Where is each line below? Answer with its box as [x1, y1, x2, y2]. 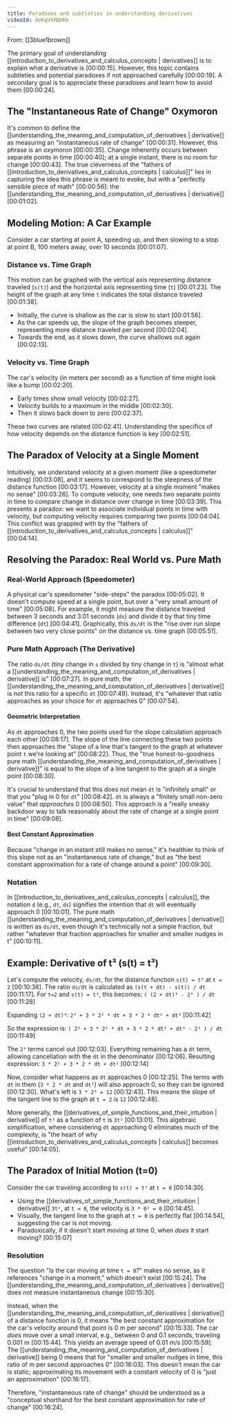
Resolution [7, 1250, 44, 1260]
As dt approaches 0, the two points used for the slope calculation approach [7, 728, 222, 736]
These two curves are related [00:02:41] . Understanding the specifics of [7, 422, 213, 430]
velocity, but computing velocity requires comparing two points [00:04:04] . [7, 512, 221, 520]
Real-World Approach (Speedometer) [7, 574, 135, 584]
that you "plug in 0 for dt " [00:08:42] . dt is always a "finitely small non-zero [7, 792, 223, 801]
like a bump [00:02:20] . [7, 380, 74, 389]
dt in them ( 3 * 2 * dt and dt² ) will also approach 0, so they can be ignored [7, 1080, 224, 1089]
